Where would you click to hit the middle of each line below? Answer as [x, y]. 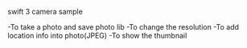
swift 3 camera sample [45, 12]
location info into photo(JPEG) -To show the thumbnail [97, 36]
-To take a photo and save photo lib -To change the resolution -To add [123, 27]
